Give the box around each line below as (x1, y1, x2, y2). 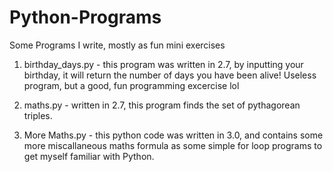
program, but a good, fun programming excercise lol (23, 79, 240, 91)
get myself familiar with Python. (23, 150, 155, 162)
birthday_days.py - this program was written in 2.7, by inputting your (23, 58, 304, 70)
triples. (23, 109, 53, 121)
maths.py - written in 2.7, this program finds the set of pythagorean (23, 99, 301, 111)
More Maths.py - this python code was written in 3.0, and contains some (23, 129, 324, 141)
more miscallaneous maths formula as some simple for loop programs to (23, 139, 323, 151)
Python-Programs (9, 6, 162, 29)
